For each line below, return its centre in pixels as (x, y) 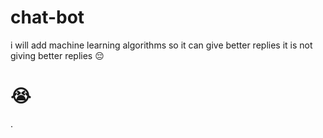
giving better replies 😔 (57, 55)
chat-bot (47, 17)
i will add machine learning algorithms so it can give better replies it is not (161, 45)
